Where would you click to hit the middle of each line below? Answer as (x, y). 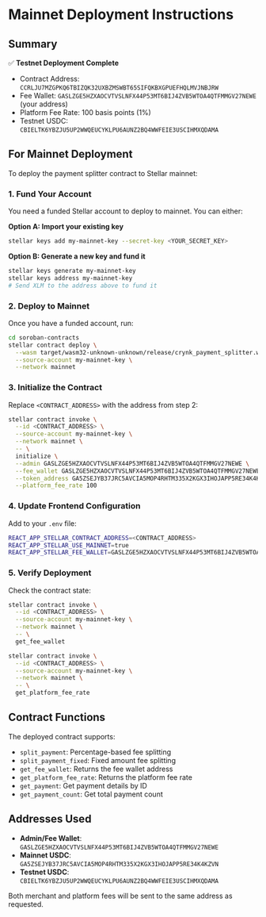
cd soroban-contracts (44, 338)
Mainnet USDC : (45, 855)
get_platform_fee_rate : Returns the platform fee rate (106, 777)
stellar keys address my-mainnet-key (70, 278)
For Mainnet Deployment (70, 154)
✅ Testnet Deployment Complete (63, 63)
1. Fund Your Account (50, 194)
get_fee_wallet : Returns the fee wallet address (96, 769)
